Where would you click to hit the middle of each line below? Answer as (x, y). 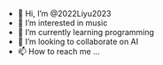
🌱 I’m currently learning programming (86, 32)
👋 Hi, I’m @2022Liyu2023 (64, 14)
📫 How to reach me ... (58, 51)
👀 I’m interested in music (62, 23)
